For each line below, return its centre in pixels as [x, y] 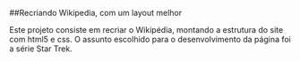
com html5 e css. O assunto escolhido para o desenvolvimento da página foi [150, 39]
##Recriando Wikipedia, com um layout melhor [95, 13]
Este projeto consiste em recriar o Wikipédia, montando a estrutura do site [146, 30]
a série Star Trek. [41, 49]
